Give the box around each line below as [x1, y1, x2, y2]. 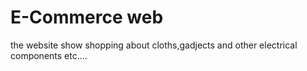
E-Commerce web [10, 6, 164, 29]
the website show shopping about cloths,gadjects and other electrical [10, 39, 298, 51]
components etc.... [10, 49, 88, 61]
